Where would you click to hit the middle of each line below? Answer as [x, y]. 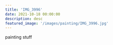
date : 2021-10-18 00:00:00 [33, 14]
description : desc [24, 19]
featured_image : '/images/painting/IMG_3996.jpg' [57, 23]
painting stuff [19, 37]
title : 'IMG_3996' [24, 10]
